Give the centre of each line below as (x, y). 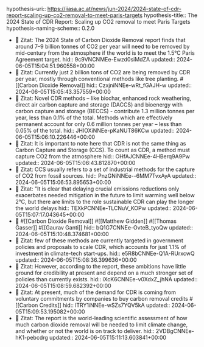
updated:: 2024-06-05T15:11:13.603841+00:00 (108, 338)
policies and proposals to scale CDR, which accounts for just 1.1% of (101, 247)
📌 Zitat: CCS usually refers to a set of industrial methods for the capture (105, 169)
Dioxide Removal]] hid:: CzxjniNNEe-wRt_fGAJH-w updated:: (115, 85)
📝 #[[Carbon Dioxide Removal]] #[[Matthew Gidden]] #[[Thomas (96, 221)
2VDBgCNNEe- (175, 331)
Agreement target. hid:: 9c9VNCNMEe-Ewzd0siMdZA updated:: (95, 59)
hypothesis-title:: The (171, 15)
